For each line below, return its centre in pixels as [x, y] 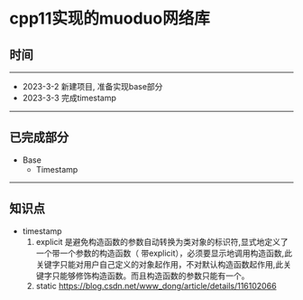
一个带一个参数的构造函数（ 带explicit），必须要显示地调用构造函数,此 [164, 253]
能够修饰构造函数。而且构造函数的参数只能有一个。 [155, 276]
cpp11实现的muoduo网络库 [110, 19]
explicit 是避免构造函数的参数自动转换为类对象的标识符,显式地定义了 [162, 241]
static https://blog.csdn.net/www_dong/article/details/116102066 [156, 286]
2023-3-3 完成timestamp [69, 98]
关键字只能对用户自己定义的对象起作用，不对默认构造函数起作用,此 [160, 264]
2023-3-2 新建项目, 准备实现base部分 [92, 86]
